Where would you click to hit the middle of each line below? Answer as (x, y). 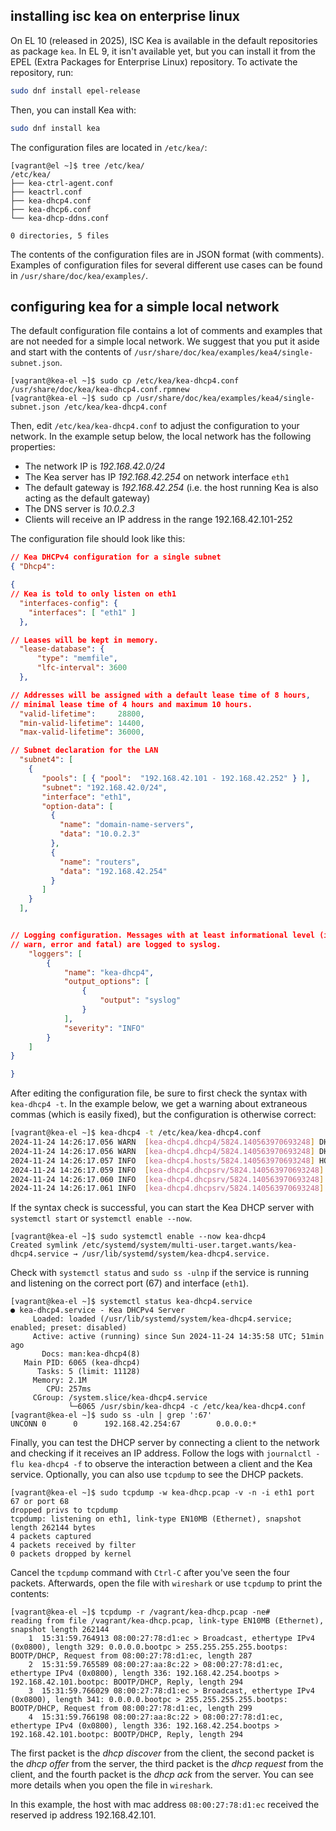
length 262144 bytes (53, 1528)
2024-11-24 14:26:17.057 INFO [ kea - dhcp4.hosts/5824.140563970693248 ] (162, 1160)
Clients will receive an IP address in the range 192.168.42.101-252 (158, 520)
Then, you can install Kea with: (73, 110)
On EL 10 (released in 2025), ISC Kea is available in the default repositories (164, 40)
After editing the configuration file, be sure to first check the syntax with (159, 1093)
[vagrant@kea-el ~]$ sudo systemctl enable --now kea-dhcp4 (138, 1237)
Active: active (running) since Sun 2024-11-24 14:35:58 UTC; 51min (178, 1337)
